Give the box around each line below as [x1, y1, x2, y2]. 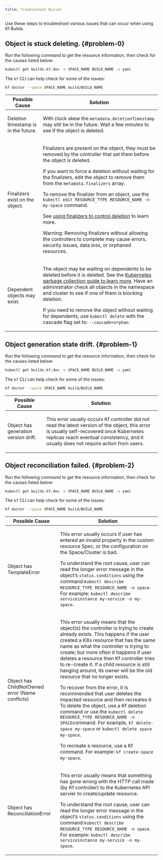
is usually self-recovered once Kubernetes [46, 428, 144, 435]
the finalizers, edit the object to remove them [43, 174, 145, 181]
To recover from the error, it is [60, 684, 129, 691]
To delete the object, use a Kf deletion [60, 702, 147, 709]
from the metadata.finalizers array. [43, 180, 125, 187]
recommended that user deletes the [60, 690, 142, 697]
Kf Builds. [5, 25, 24, 32]
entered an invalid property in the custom [60, 537, 154, 544]
